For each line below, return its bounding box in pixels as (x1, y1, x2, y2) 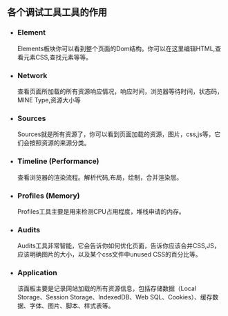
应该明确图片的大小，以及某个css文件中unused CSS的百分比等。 (17, 250, 202, 259)
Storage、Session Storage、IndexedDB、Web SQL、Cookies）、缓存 (17, 293, 213, 301)
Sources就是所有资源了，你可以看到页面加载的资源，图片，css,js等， (17, 130, 215, 138)
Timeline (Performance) (17, 156, 99, 166)
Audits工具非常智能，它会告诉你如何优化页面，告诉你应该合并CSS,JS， (17, 241, 220, 250)
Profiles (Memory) (17, 191, 81, 201)
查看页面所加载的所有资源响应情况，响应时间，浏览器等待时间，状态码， (17, 87, 223, 95)
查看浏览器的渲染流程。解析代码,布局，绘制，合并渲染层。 (17, 173, 183, 181)
